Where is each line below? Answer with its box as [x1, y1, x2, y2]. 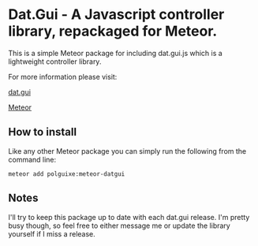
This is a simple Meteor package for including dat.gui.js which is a [8, 48, 222, 58]
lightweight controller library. [8, 57, 102, 66]
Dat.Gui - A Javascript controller [8, 6, 225, 24]
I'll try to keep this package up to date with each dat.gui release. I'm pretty [8, 212, 250, 222]
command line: [8, 155, 57, 164]
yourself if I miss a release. [8, 229, 96, 238]
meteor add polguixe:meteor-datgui [8, 170, 125, 178]
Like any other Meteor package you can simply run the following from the [8, 146, 247, 155]
